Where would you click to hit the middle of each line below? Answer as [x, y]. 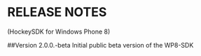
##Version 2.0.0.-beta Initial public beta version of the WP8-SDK [100, 45]
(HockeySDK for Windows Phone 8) [59, 31]
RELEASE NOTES [57, 12]
